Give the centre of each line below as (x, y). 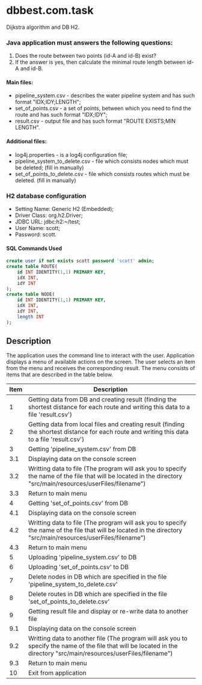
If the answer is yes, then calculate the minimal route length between (100, 62)
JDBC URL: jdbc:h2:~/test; (48, 221)
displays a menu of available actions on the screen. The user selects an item (101, 362)
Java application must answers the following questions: (90, 43)
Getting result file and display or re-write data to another (108, 612)
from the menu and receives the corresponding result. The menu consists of (101, 368)
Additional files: (26, 141)
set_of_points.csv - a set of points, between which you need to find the (103, 108)
